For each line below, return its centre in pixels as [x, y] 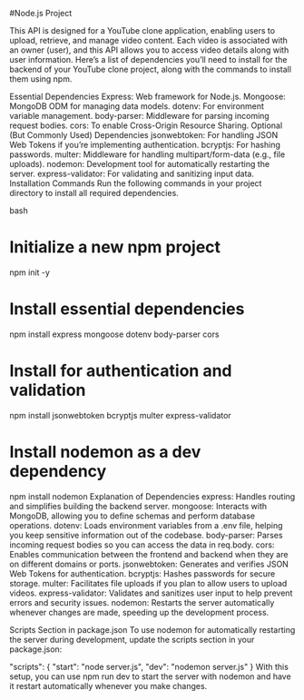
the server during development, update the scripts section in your [132, 639]
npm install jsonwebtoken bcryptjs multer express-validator [120, 415]
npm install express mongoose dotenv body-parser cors [114, 334]
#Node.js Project [41, 13]
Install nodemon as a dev [105, 452]
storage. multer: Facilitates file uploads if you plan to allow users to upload [148, 583]
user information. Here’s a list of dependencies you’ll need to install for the [148, 59]
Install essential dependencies [127, 309]
